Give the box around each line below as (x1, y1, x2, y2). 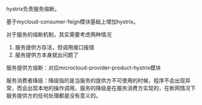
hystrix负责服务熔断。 (6, 5, 60, 12)
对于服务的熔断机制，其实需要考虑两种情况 (6, 31, 112, 38)
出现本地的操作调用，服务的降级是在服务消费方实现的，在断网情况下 (26, 84, 196, 92)
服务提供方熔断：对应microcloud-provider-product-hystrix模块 (6, 64, 161, 71)
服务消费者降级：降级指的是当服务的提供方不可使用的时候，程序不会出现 (6, 77, 185, 84)
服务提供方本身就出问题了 (14, 51, 79, 59)
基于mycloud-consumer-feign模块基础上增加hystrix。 (6, 18, 139, 25)
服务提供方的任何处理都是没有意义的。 (6, 92, 101, 99)
